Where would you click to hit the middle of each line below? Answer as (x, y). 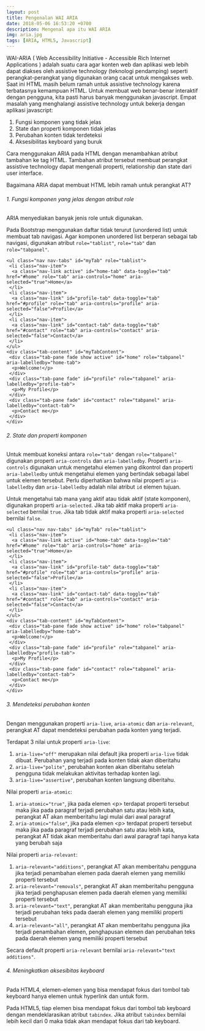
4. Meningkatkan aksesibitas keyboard (55, 971)
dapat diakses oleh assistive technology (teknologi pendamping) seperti (97, 71)
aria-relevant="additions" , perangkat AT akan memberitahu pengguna (106, 867)
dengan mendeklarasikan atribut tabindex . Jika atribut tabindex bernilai (96, 1014)
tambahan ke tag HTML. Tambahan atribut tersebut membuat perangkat (97, 160)
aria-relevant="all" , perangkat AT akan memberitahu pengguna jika (102, 925)
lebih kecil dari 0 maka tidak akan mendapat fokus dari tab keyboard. (93, 1021)
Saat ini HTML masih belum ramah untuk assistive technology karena (93, 84)
